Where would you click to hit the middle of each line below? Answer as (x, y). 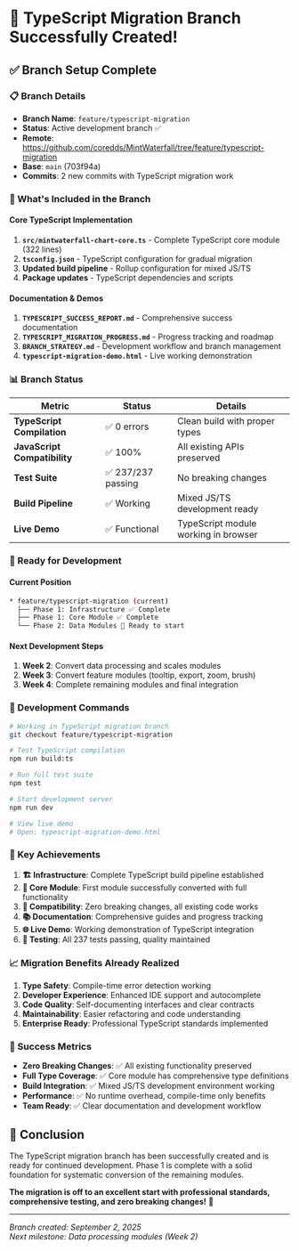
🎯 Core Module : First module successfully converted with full (134, 887)
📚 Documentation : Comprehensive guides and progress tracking (142, 916)
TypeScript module (217, 523)
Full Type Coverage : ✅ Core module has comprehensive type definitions (155, 1076)
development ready (218, 508)
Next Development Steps (57, 646)
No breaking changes (222, 477)
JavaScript (37, 446)
